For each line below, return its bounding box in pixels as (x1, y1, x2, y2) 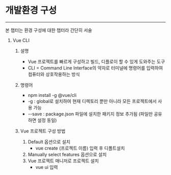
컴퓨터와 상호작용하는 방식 (27, 71, 80, 77)
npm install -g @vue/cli (27, 92, 77, 98)
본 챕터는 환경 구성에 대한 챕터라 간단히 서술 (5, 27, 93, 33)
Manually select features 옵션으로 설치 (27, 151, 107, 157)
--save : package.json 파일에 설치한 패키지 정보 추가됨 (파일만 (27, 111, 153, 117)
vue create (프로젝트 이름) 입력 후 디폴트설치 (35, 145, 125, 151)
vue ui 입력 (35, 164, 58, 170)
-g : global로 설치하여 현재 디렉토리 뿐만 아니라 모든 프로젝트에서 (27, 98, 157, 104)
